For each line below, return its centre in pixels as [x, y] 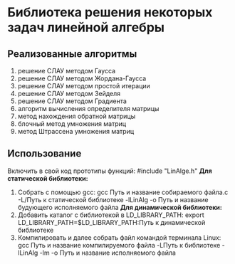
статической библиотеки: [48, 178]
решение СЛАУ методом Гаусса [67, 71]
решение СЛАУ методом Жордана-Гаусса [82, 78]
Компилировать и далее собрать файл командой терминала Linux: [119, 237]
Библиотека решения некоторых [110, 12]
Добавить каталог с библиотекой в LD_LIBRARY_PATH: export [111, 215]
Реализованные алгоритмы [72, 54]
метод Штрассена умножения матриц [76, 131]
